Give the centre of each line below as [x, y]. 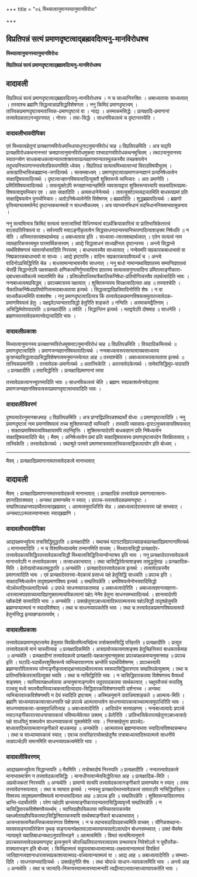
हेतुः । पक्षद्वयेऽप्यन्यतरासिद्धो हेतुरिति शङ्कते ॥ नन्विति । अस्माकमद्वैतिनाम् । [99, 302]
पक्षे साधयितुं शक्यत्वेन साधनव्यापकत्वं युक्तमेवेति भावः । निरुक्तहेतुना [68, 721]
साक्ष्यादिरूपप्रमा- [173, 185]
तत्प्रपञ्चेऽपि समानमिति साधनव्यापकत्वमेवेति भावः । [52, 741]
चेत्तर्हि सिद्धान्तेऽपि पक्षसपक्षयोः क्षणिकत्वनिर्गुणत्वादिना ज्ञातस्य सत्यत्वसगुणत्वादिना [77, 269]
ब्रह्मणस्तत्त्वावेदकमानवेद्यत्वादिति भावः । [41, 316]
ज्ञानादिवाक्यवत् [20, 500]
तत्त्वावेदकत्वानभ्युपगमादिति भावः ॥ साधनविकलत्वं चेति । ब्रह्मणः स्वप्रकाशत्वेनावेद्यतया [82, 382]
